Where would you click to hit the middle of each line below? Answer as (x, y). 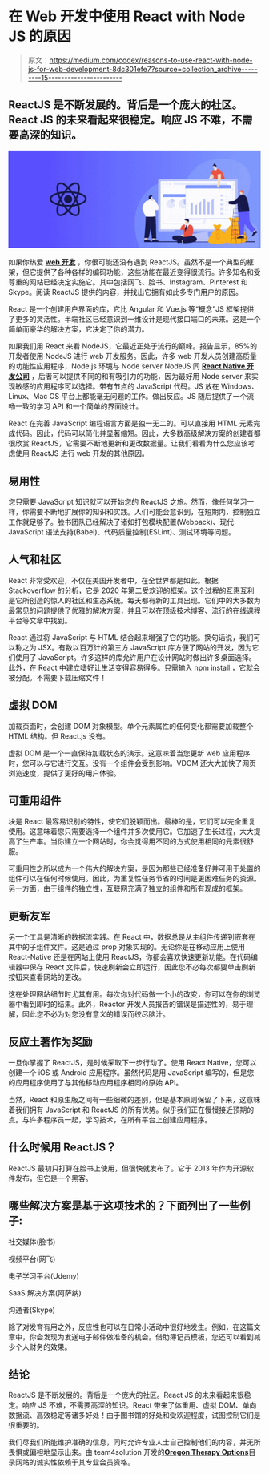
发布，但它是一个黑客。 (54, 1178)
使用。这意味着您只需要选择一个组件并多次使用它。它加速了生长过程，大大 (131, 832)
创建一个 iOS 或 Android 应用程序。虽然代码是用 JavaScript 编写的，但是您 (131, 1073)
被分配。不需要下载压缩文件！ (57, 677)
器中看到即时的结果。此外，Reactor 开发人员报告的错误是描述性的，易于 (127, 1004)
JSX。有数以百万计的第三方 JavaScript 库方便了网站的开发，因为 (145, 647)
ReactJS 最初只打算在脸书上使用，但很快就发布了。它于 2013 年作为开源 (128, 1168)
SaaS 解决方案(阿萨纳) (45, 1293)
